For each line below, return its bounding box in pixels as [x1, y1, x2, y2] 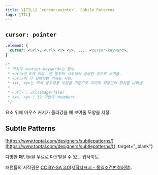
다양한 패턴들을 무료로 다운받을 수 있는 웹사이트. [5, 153, 101, 160]
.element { [5, 43, 28, 48]
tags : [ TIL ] [5, 12, 30, 17]
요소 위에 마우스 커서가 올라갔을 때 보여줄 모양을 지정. [5, 109, 111, 115]
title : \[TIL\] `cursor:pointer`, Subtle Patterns [5, 7, 115, 13]
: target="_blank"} [115, 143, 153, 149]
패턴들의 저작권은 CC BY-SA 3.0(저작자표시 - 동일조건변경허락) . [5, 164, 132, 170]
